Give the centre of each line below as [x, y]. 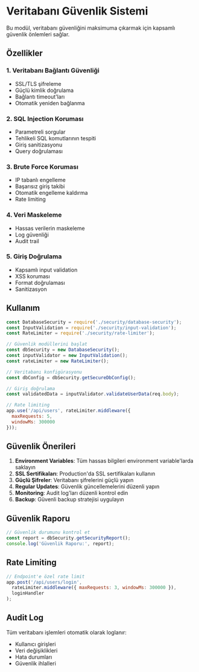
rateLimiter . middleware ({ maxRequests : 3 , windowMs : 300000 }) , [94, 588]
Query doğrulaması [39, 151]
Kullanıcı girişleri [35, 644]
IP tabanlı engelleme [40, 180]
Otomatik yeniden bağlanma [50, 103]
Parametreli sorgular [40, 132]
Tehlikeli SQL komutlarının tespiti [55, 138]
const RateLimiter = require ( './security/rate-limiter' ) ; [81, 333]
